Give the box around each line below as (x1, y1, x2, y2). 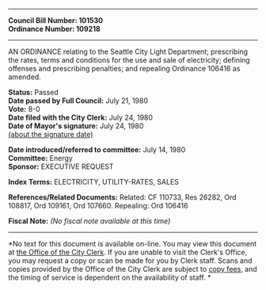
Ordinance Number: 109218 (8, 25, 101, 33)
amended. (8, 72, 41, 82)
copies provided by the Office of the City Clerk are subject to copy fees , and (8, 265, 257, 273)
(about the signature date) (8, 130, 93, 139)
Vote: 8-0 (8, 105, 41, 113)
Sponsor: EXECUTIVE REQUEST (8, 162, 114, 171)
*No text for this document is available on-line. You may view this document (8, 239, 257, 248)
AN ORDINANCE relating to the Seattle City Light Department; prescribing (8, 47, 248, 56)
